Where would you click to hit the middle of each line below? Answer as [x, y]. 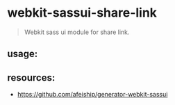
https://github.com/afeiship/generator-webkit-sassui [92, 95]
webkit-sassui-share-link [82, 13]
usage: [23, 54]
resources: [31, 78]
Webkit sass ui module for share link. [77, 32]
